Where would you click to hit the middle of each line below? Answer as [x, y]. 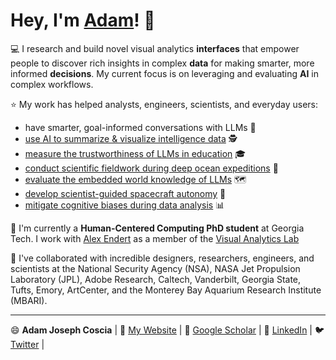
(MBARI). [29, 300]
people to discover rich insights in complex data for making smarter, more [162, 63]
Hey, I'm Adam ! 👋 [83, 20]
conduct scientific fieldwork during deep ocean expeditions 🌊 [151, 168]
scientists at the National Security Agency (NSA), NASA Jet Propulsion [155, 268]
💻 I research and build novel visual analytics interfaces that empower [155, 48]
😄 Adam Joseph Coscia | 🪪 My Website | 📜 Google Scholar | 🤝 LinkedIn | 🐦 [167, 330]
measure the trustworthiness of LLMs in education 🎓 [135, 153]
